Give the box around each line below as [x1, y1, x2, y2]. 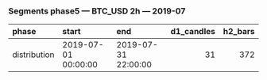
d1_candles [170, 26, 216, 37]
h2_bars [222, 26, 255, 37]
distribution [12, 49, 55, 60]
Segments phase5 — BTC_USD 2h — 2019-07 [8, 6, 186, 17]
